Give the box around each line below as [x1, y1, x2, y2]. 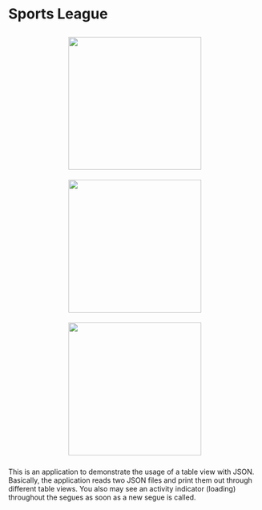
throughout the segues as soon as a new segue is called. [8, 492, 196, 502]
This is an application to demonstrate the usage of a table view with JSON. [8, 467, 255, 476]
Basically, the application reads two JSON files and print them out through [8, 475, 252, 485]
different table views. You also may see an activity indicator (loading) [8, 484, 236, 493]
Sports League [8, 5, 108, 23]
